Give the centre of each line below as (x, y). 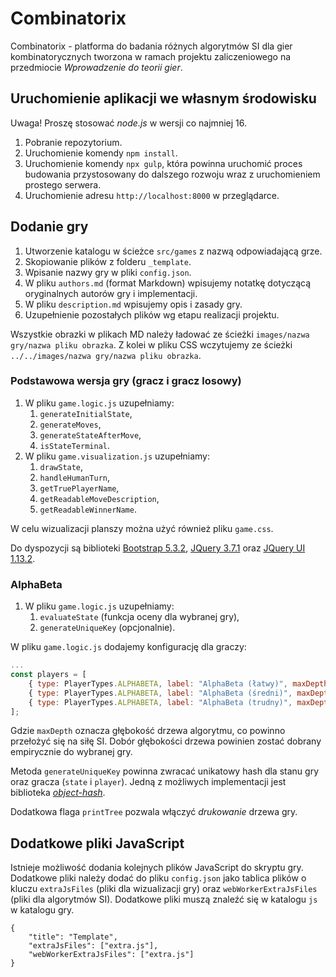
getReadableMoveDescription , (99, 498)
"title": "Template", (73, 937)
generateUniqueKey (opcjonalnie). (107, 628)
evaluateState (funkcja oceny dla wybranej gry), (139, 617)
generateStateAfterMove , (90, 434)
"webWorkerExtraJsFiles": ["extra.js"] (111, 955)
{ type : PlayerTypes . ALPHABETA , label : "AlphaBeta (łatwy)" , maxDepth (178, 683)
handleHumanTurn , (75, 477)
